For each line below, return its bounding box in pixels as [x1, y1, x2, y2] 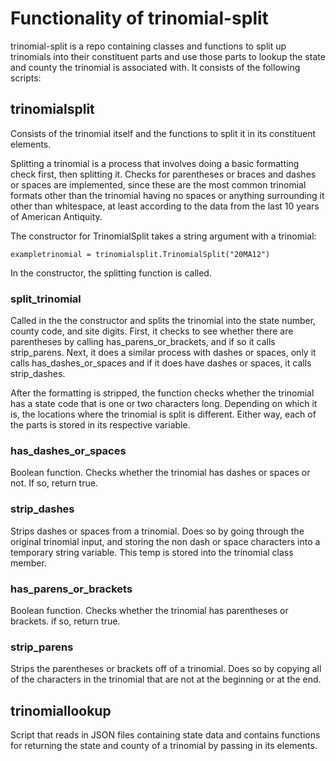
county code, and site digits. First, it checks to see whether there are [10, 325, 294, 337]
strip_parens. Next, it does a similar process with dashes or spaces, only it [10, 347, 317, 359]
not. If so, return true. [10, 477, 98, 489]
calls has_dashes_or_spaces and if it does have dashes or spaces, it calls [10, 357, 312, 369]
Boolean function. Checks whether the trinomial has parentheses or [10, 604, 289, 616]
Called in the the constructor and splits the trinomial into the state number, [10, 315, 317, 327]
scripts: [10, 72, 42, 84]
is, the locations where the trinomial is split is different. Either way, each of [10, 408, 317, 421]
